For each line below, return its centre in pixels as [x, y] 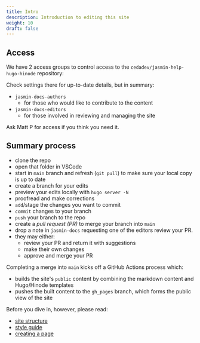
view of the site [34, 298]
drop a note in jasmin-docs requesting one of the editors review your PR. [104, 230]
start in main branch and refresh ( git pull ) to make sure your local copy [103, 173]
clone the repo [33, 160]
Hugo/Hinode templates [44, 285]
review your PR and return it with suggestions [80, 243]
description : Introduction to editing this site [68, 17]
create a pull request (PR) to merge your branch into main [85, 223]
